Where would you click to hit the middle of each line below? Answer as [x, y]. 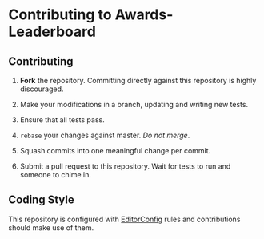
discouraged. [42, 89]
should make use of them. [51, 227]
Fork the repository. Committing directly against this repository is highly [138, 80]
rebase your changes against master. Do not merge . [105, 135]
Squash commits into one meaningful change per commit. [115, 151]
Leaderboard [52, 32]
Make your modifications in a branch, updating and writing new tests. [134, 104]
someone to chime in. [56, 175]
